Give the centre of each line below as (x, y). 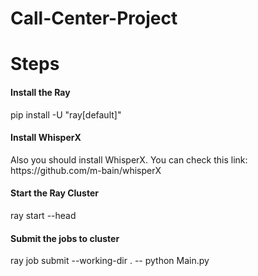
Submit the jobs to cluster (65, 238)
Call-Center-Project (94, 18)
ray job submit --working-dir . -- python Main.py (110, 261)
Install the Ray (40, 92)
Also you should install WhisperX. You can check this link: (129, 159)
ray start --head (43, 215)
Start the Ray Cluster (54, 193)
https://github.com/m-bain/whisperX (86, 170)
